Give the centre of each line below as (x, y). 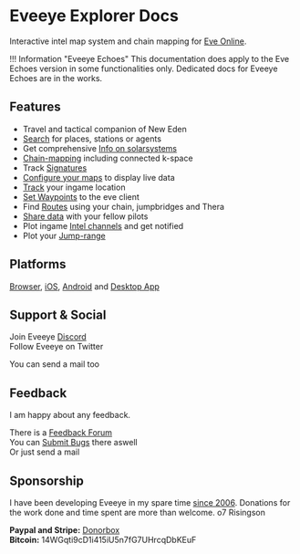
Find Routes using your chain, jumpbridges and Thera (124, 206)
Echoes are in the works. (56, 78)
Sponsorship (47, 481)
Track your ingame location (74, 187)
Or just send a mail (45, 452)
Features (35, 107)
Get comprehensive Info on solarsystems (100, 148)
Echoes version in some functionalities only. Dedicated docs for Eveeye (144, 68)
